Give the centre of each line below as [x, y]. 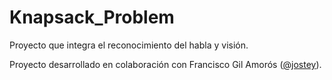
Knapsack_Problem [92, 17]
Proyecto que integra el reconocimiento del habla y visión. [129, 45]
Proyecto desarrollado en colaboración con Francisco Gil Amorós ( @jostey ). [165, 64]
